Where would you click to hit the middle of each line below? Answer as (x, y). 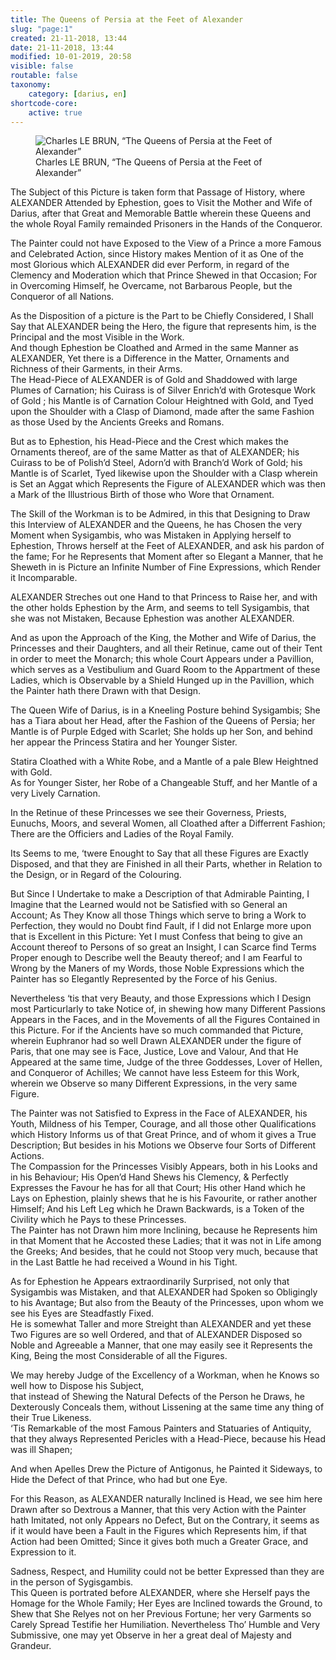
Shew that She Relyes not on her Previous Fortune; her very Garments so (161, 1614)
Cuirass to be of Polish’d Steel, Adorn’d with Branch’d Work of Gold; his (156, 463)
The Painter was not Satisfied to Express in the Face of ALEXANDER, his (159, 1113)
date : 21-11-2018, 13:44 (62, 47)
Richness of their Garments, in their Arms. (96, 369)
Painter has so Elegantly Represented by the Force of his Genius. (144, 979)
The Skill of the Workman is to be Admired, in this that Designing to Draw (160, 514)
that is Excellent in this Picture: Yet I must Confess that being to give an (156, 937)
